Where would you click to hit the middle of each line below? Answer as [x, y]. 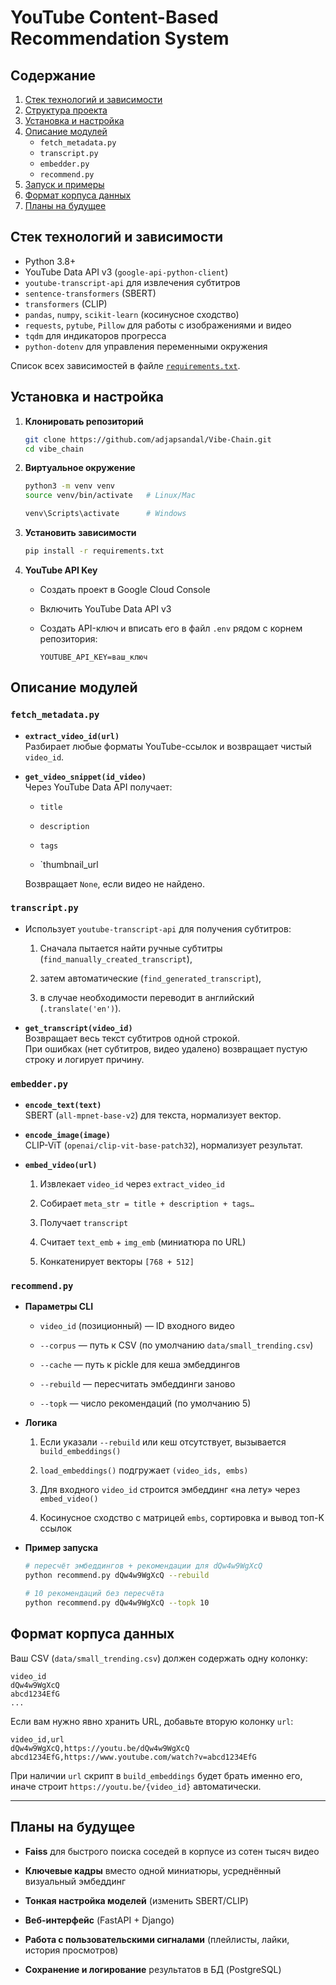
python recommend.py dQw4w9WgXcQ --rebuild [117, 1576]
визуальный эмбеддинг [75, 1881]
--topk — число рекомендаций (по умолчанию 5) [145, 1403]
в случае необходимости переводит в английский [147, 997]
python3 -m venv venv [70, 486]
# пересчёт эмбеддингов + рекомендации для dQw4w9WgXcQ [143, 1566]
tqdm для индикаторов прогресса [95, 335]
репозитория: [68, 638]
